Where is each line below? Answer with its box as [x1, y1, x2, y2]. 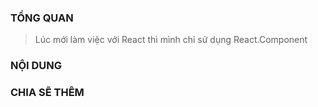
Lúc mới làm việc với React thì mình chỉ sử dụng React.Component [34, 34, 308, 46]
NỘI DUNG [10, 59, 63, 73]
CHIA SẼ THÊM [10, 86, 85, 100]
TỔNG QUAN [10, 11, 74, 25]
